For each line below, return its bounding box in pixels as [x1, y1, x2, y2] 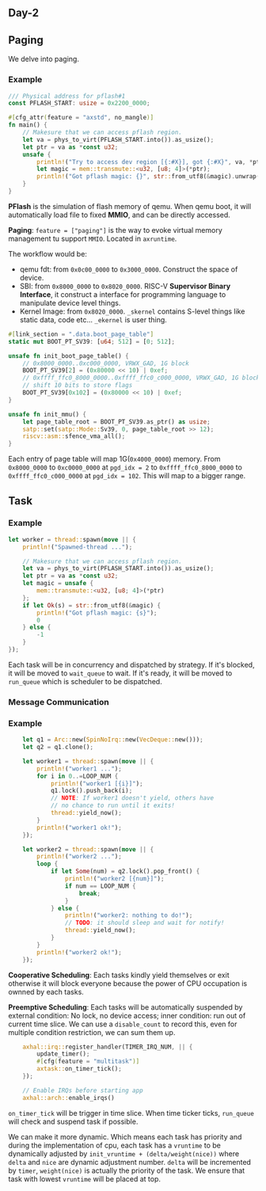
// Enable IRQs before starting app [22, 1086, 144, 1094]
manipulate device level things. [19, 298, 121, 307]
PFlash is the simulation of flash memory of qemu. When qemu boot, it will [8, 201, 252, 211]
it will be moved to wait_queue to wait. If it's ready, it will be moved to [8, 668, 233, 678]
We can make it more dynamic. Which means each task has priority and [8, 1132, 242, 1141]
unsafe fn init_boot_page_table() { [8, 352, 129, 360]
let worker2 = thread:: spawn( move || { [22, 845, 154, 854]
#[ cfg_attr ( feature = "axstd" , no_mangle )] [8, 114, 154, 122]
